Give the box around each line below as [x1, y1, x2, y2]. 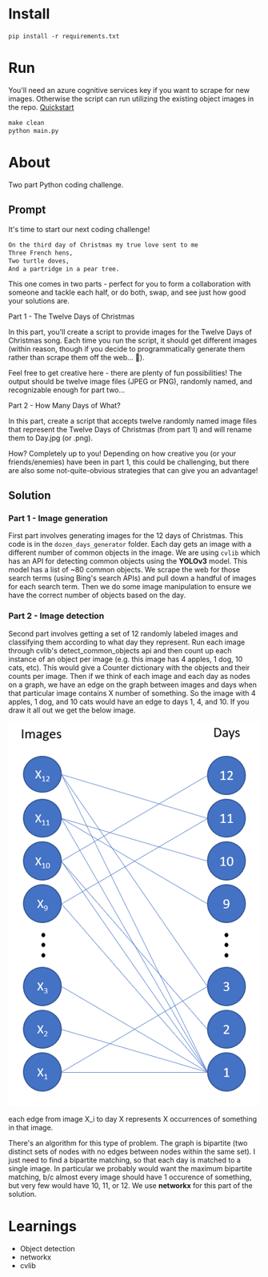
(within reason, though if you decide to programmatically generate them [8, 343, 246, 353]
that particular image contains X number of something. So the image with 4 [8, 688, 256, 697]
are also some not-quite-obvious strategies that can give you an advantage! [8, 465, 258, 475]
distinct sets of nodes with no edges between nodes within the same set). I [8, 1146, 256, 1156]
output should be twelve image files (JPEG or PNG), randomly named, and [8, 376, 253, 386]
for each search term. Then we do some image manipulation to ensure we [8, 582, 252, 592]
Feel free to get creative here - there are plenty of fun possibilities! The [8, 367, 242, 377]
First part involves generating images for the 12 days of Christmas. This [8, 531, 244, 540]
